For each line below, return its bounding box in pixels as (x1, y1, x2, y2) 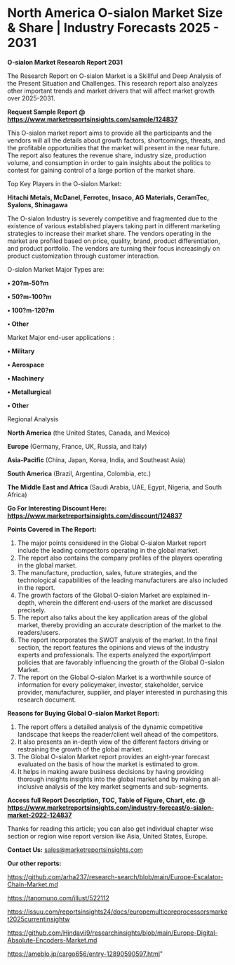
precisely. (17, 605, 46, 614)
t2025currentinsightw (7, 914, 70, 923)
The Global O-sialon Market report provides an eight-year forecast (17, 752, 210, 761)
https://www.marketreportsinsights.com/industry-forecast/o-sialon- (7, 803, 215, 812)
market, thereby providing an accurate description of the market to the (17, 620, 222, 629)
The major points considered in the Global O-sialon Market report (17, 539, 207, 547)
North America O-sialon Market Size (7, 5, 223, 21)
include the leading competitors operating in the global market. (17, 546, 200, 554)
